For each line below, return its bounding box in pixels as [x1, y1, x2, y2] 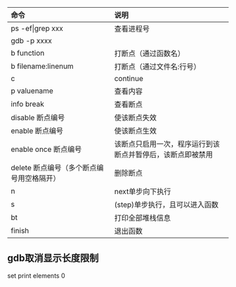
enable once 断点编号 [11, 144, 82, 154]
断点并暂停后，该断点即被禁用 [114, 150, 213, 159]
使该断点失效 [114, 113, 157, 122]
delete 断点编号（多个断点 [11, 163, 97, 172]
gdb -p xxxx [11, 36, 53, 45]
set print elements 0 [7, 271, 65, 280]
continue [114, 74, 144, 83]
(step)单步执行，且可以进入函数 [114, 200, 219, 210]
